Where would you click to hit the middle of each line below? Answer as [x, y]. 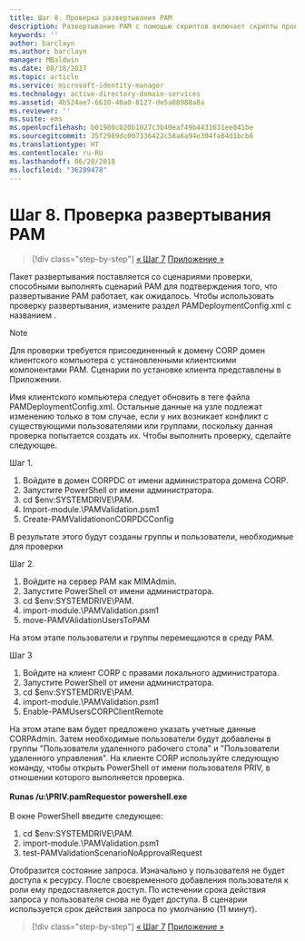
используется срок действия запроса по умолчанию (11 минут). [133, 909]
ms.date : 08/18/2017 [49, 69]
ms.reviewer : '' [40, 111]
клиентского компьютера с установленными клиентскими [123, 361]
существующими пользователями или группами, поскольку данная [141, 426]
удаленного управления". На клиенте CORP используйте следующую [144, 758]
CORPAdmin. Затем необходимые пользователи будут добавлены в [140, 739]
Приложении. [35, 380]
